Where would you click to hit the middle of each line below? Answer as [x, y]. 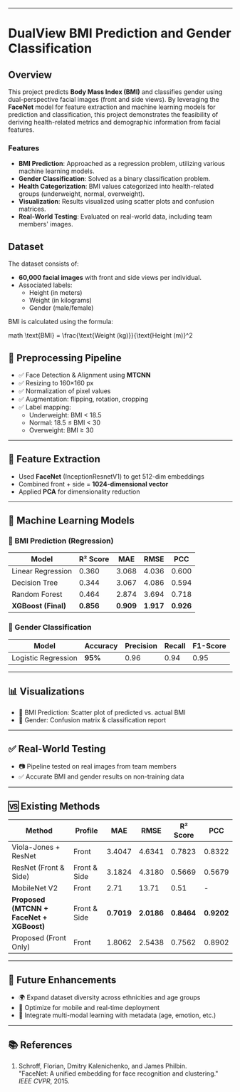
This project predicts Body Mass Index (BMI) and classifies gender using [115, 92]
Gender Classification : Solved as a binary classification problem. [114, 179]
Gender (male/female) [61, 308]
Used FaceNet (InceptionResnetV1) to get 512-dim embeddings [111, 476]
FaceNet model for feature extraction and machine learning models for [112, 107]
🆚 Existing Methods [54, 806]
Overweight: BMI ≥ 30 [61, 430]
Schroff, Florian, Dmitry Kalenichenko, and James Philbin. [103, 1066]
